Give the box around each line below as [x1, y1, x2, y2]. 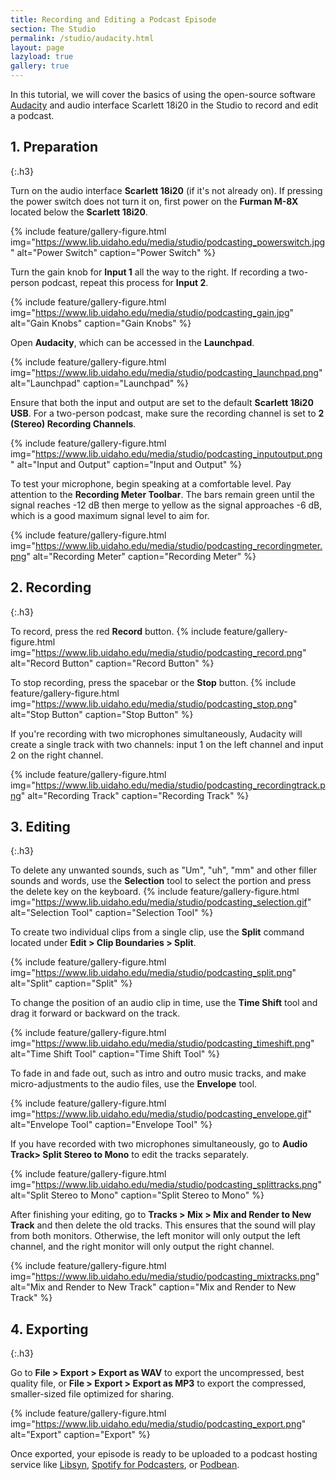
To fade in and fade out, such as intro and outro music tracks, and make [10, 1067, 307, 1080]
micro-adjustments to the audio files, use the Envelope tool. [10, 1078, 258, 1090]
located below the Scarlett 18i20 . [10, 206, 148, 218]
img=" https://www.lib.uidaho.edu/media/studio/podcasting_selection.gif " [10, 896, 312, 908]
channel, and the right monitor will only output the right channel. [10, 1241, 275, 1253]
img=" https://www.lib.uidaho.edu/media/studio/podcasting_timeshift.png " [10, 1037, 315, 1050]
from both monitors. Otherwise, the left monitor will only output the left [10, 1230, 301, 1242]
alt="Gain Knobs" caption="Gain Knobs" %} [10, 317, 192, 329]
